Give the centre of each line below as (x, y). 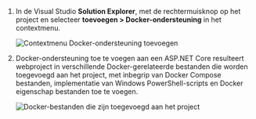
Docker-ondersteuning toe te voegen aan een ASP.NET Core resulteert (130, 58)
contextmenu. (38, 28)
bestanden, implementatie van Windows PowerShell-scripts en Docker (130, 83)
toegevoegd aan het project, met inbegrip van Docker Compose (118, 75)
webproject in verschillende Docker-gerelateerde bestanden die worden (132, 67)
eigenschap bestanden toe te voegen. (77, 92)
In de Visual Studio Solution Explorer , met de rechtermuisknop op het (128, 11)
